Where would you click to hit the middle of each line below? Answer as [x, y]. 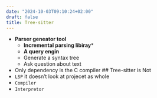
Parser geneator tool [40, 39]
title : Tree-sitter [30, 22]
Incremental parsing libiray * [58, 45]
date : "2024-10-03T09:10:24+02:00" [50, 11]
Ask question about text [52, 64]
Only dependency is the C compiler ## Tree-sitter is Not [83, 70]
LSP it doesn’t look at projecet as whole [62, 76]
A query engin [41, 52]
